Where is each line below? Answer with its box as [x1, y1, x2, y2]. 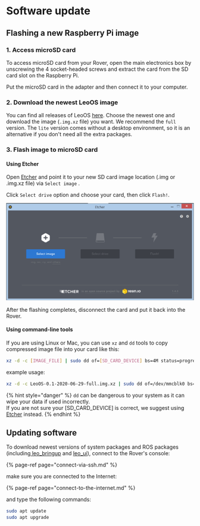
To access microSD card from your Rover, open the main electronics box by [6, 59, 192, 66]
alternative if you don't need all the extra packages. [6, 131, 133, 138]
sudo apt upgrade [6, 515, 49, 521]
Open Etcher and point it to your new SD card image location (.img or [6, 174, 176, 181]
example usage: [6, 368, 45, 375]
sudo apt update [6, 508, 46, 514]
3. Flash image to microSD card [6, 146, 98, 154]
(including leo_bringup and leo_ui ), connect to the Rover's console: [6, 450, 170, 457]
